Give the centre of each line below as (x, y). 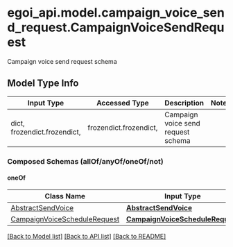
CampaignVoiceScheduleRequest (65, 219)
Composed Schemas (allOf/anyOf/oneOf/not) (86, 161)
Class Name (65, 196)
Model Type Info (43, 84)
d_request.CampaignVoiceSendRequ (116, 27)
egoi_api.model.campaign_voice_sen (116, 13)
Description (184, 103)
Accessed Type (122, 103)
